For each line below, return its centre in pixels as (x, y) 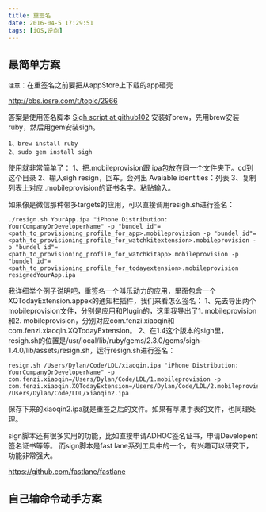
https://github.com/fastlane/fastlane (67, 472)
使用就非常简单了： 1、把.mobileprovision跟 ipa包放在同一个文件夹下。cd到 (131, 168)
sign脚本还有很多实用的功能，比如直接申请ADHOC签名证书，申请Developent (133, 436)
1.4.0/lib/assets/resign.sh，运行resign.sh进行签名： (92, 351)
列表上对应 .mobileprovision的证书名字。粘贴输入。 (92, 188)
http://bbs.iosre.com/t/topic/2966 (63, 101)
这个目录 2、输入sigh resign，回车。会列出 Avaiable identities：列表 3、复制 (132, 178)
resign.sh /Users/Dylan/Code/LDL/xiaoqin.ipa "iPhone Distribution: (123, 366)
